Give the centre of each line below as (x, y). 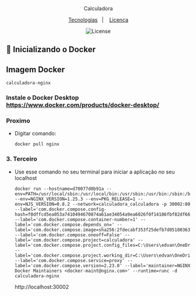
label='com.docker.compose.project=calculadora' (75, 240)
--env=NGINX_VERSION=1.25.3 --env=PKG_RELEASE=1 (75, 199)
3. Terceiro (22, 159)
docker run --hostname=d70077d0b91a (59, 189)
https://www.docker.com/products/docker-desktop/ (83, 105)
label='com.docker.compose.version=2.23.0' (68, 266)
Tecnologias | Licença (98, 20)
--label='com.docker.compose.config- (61, 209)
